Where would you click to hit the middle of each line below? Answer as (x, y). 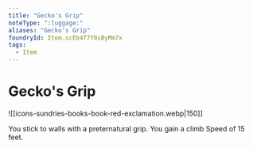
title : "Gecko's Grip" (46, 15)
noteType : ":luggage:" (46, 23)
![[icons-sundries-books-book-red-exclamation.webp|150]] (105, 113)
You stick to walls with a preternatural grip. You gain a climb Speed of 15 (127, 128)
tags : (17, 45)
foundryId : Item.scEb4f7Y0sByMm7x (66, 38)
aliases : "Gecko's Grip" (49, 30)
